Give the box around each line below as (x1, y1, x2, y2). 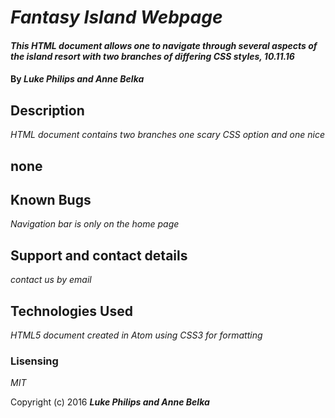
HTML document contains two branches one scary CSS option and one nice (10, 129, 326, 141)
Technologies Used (10, 302, 133, 320)
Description (10, 102, 85, 119)
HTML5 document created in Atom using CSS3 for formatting (10, 329, 263, 341)
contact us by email (10, 274, 92, 286)
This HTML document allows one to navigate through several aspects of (10, 39, 318, 51)
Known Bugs (10, 191, 92, 208)
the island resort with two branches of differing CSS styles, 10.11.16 (10, 50, 295, 62)
